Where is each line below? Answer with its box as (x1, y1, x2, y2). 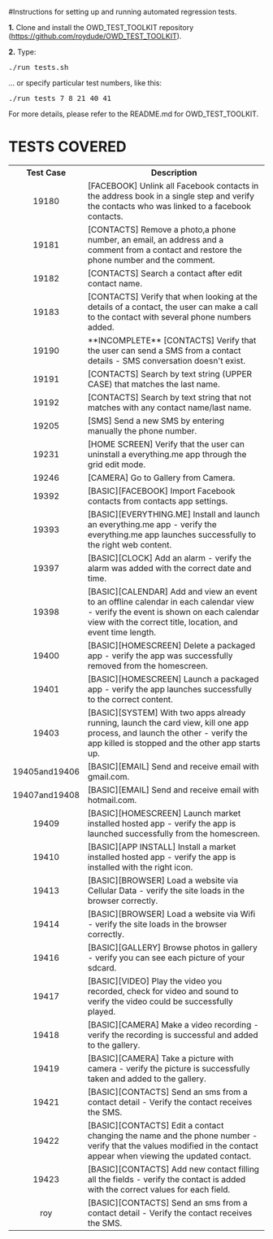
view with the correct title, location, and (87, 616, 238, 627)
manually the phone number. (87, 425, 197, 436)
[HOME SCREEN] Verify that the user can (87, 438, 245, 450)
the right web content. (87, 539, 172, 550)
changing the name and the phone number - (87, 1130, 258, 1141)
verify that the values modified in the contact (87, 1140, 258, 1151)
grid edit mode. (87, 459, 146, 470)
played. (87, 1006, 116, 1017)
